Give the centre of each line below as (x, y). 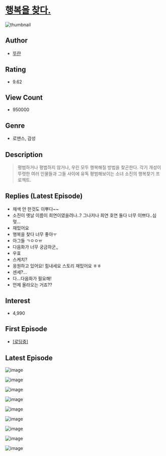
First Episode (26, 329)
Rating (16, 69)
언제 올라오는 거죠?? (32, 285)
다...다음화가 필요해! (32, 278)
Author (16, 41)
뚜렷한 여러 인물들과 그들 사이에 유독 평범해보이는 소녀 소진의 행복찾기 (86, 174)
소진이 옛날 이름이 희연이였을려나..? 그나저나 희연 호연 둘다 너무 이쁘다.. (82, 215)
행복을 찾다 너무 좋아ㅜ (35, 234)
